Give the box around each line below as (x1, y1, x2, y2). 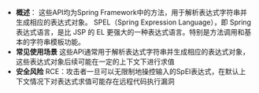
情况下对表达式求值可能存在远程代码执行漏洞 (29, 76, 175, 86)
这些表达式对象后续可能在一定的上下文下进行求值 (15, 57, 175, 66)
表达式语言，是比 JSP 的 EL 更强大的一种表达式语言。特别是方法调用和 (15, 28, 245, 36)
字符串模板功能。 (29, 37, 85, 46)
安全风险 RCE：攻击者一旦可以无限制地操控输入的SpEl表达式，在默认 (15, 67, 239, 76)
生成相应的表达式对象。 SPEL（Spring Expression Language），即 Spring (15, 17, 252, 27)
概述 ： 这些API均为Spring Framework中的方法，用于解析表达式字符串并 (15, 8, 248, 17)
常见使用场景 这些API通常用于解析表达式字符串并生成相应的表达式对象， (15, 47, 250, 56)
